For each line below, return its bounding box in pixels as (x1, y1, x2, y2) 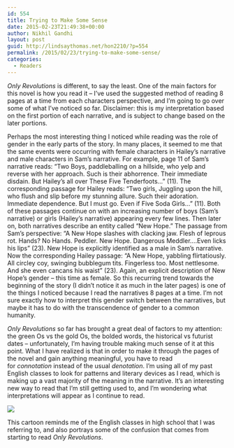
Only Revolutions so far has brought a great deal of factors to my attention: (7, 324, 222, 332)
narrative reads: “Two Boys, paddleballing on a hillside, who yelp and (7, 162, 206, 170)
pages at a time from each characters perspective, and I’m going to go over (7, 96, 225, 105)
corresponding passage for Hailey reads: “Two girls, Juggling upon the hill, (7, 184, 223, 192)
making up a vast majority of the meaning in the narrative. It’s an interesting (7, 376, 225, 385)
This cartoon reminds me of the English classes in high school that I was (7, 418, 215, 426)
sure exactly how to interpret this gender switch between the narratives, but (7, 295, 226, 304)
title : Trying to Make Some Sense (7, 17, 108, 24)
